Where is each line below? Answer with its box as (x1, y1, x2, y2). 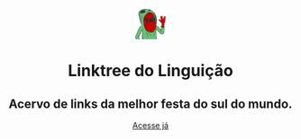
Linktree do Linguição (68, 61, 233, 81)
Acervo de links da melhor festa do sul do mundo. (8, 96, 293, 111)
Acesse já (132, 120, 169, 130)
